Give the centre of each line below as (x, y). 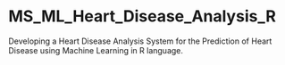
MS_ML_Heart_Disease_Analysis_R (142, 16)
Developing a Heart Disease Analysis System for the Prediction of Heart (140, 41)
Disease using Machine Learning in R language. (96, 50)
